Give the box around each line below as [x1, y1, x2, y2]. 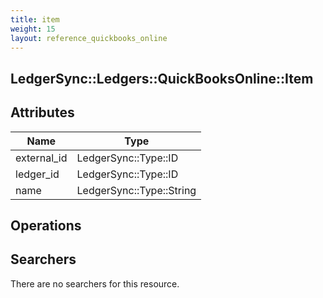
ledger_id [15, 167, 60, 181]
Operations [10, 217, 82, 234]
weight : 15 [10, 24, 56, 34]
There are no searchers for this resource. [10, 277, 180, 290]
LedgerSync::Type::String [76, 183, 197, 197]
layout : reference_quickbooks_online [10, 33, 168, 43]
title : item [10, 14, 60, 25]
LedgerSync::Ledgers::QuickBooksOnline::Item [10, 70, 314, 87]
